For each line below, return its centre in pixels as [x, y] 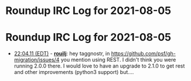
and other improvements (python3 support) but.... [74, 72]
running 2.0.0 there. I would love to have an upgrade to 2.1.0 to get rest [99, 66]
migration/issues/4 [37, 60]
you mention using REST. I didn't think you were [118, 60]
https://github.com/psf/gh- [144, 54]
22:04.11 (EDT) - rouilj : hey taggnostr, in [62, 54]
